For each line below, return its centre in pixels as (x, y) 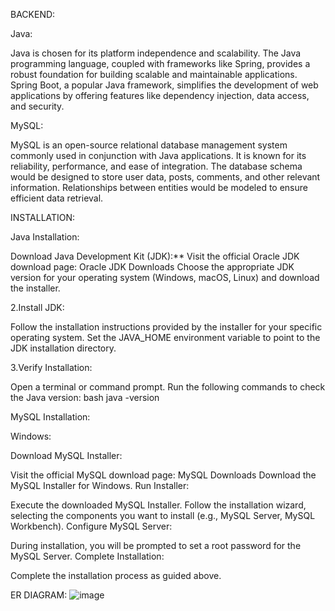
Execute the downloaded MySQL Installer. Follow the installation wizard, (158, 505)
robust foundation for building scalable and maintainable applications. (154, 74)
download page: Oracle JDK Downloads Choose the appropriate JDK (152, 267)
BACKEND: (33, 14)
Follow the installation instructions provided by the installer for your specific (166, 327)
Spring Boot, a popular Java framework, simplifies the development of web (164, 85)
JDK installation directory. (63, 348)
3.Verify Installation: (51, 367)
